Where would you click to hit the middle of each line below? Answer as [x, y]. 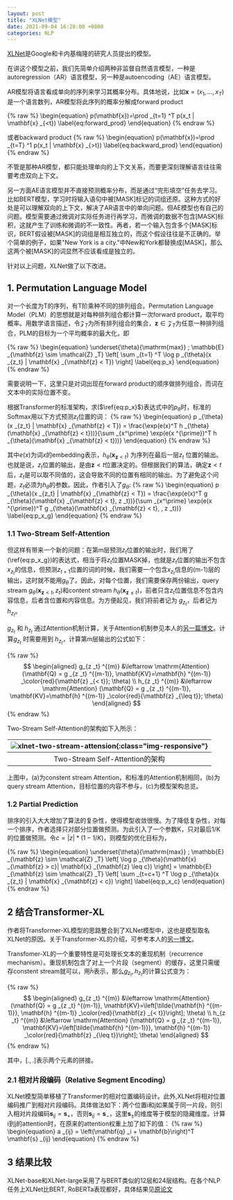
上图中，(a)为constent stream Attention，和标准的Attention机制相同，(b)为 [114, 777]
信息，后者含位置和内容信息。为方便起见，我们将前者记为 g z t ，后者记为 [115, 602]
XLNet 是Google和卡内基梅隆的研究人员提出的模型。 [81, 54]
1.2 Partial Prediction [43, 805]
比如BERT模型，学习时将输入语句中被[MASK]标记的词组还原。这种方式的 [111, 199]
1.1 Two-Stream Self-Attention [59, 534]
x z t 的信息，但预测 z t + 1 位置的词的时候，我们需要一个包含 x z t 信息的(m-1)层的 [114, 571]
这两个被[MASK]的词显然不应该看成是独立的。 [73, 252]
